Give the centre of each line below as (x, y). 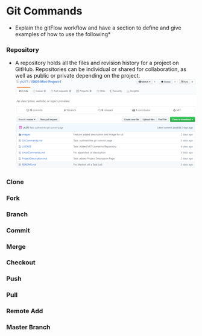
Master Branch (28, 328)
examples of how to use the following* (63, 34)
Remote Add (25, 311)
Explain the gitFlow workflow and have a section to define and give (98, 28)
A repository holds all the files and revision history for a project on (97, 63)
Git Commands (44, 11)
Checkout (21, 263)
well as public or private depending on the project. (77, 76)
